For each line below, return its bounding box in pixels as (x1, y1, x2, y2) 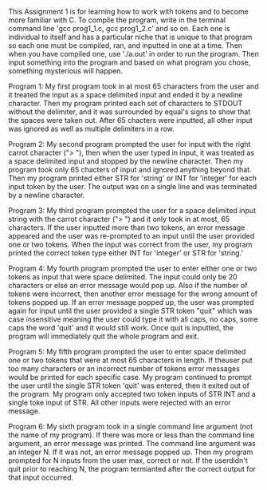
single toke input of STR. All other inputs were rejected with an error (8, 398, 231, 407)
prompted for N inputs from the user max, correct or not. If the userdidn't (8, 456, 249, 465)
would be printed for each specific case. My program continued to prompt (8, 373, 252, 381)
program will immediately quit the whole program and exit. (8, 331, 199, 341)
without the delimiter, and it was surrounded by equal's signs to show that (8, 107, 251, 117)
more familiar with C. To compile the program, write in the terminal (8, 15, 226, 25)
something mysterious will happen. (8, 66, 124, 75)
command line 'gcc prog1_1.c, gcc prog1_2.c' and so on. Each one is (8, 24, 230, 33)
